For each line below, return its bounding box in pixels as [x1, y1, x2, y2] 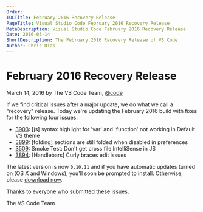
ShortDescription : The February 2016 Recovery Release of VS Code [6, 37, 178, 43]
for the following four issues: [6, 114, 78, 121]
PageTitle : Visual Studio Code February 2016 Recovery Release [6, 20, 170, 26]
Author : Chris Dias [6, 43, 56, 49]
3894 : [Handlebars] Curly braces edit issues [15, 151, 126, 159]
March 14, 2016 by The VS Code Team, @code [6, 89, 123, 96]
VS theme [15, 132, 40, 139]
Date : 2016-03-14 [6, 32, 50, 38]
